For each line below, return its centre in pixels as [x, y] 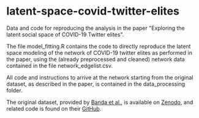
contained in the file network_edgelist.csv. [60, 66]
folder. [14, 90]
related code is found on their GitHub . [54, 108]
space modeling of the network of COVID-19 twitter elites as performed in [99, 52]
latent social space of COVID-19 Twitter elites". [65, 34]
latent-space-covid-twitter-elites [93, 11]
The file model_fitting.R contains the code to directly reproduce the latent [99, 46]
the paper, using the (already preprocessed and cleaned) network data [96, 59]
